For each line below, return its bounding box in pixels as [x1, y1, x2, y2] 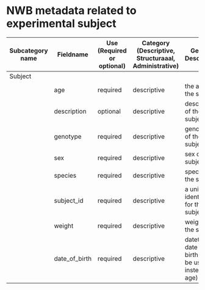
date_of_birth [54, 254, 92, 263]
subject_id [54, 196, 84, 205]
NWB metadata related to [6, 4, 137, 18]
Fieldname [57, 50, 88, 59]
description [54, 107, 87, 115]
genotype [54, 132, 82, 140]
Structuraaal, [136, 54, 176, 62]
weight [54, 221, 74, 230]
